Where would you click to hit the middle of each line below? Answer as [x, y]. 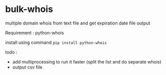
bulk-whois [29, 9]
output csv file [27, 67]
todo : [11, 52]
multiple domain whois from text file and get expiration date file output [78, 23]
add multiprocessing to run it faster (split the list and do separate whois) [87, 61]
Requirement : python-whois [35, 32]
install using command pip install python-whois [56, 42]
